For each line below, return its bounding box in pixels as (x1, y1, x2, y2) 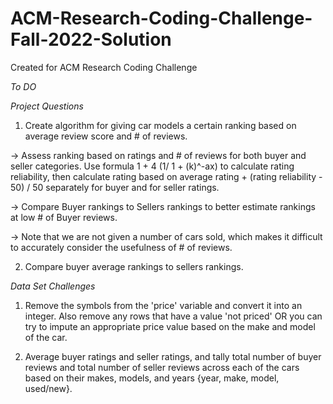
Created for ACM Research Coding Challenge (10, 61, 198, 73)
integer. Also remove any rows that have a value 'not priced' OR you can (24, 310, 323, 322)
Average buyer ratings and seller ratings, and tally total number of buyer (24, 350, 322, 362)
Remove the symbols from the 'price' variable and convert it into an (24, 299, 303, 311)
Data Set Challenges (10, 280, 96, 292)
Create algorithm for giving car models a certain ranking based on (24, 119, 297, 131)
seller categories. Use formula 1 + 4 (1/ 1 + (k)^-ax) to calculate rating (10, 160, 295, 172)
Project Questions (10, 100, 84, 112)
